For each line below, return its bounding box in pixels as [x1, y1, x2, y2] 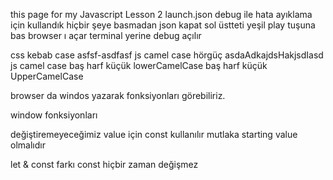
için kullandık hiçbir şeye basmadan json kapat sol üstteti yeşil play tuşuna [10, 19, 316, 31]
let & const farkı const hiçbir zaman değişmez [10, 159, 199, 170]
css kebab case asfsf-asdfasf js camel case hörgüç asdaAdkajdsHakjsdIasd [10, 49, 324, 61]
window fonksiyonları [10, 109, 98, 121]
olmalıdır [10, 139, 46, 151]
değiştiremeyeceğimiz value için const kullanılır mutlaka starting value [10, 129, 298, 140]
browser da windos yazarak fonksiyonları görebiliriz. [10, 90, 226, 101]
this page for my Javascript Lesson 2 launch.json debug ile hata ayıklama [10, 9, 313, 20]
